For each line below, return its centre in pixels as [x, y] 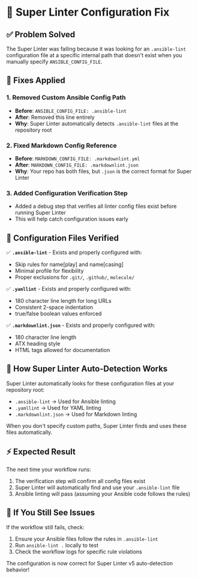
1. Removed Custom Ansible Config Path [66, 97]
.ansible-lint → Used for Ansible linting [65, 401]
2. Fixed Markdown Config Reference [61, 145]
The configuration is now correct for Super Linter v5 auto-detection [89, 563]
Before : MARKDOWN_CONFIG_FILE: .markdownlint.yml [77, 158]
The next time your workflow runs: [49, 469]
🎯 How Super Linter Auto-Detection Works [87, 369]
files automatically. [29, 432]
